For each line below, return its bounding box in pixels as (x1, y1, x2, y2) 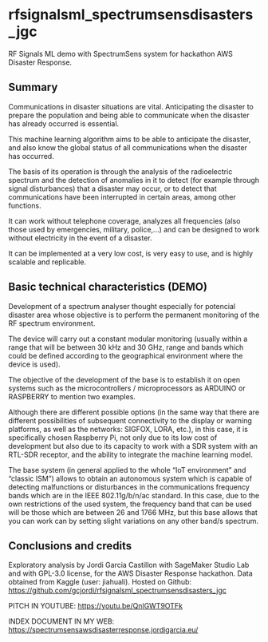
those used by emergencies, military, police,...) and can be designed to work (8, 224, 260, 234)
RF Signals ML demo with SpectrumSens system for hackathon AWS (8, 49, 233, 58)
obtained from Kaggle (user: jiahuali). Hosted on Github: (8, 577, 192, 587)
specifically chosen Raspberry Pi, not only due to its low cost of (8, 433, 218, 442)
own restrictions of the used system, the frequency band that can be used (8, 499, 253, 509)
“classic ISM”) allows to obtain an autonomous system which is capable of (8, 474, 253, 483)
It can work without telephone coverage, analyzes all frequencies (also (8, 216, 241, 225)
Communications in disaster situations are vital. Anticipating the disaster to (8, 101, 254, 111)
